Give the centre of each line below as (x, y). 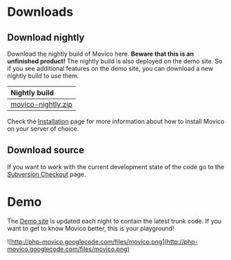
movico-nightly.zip (41, 104)
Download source (46, 150)
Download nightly (46, 37)
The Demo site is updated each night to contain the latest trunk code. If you (114, 221)
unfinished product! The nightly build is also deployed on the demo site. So (115, 61)
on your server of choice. (43, 129)
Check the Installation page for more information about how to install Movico (116, 121)
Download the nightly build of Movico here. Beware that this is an (101, 54)
